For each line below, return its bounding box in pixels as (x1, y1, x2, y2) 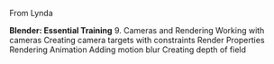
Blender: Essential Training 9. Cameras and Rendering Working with (9, 25, 265, 35)
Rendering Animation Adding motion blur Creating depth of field (9, 44, 246, 55)
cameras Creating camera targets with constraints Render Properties (9, 35, 265, 45)
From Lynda (9, 8, 54, 18)
